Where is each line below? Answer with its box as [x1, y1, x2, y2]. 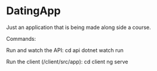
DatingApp [6, 4, 61, 18]
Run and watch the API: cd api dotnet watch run [6, 46, 124, 54]
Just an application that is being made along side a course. [6, 24, 151, 31]
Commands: [6, 35, 36, 42]
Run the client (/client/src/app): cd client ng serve [6, 58, 128, 65]
